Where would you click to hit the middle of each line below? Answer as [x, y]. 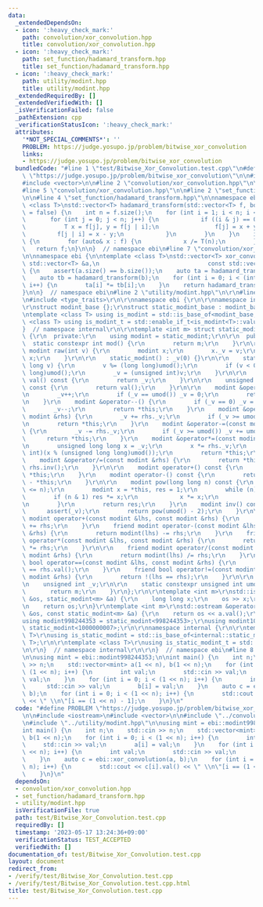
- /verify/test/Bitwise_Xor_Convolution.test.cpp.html [99, 883]
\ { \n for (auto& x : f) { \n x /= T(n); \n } [140, 242]
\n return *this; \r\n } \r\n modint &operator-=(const [134, 424]
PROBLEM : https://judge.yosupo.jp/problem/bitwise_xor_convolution [134, 147]
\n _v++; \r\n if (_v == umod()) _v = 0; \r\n [121, 395]
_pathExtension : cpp [49, 118]
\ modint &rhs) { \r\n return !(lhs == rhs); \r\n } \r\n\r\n [138, 577]
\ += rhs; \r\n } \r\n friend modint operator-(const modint [131, 526]
